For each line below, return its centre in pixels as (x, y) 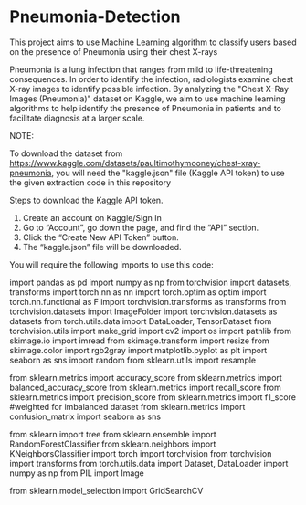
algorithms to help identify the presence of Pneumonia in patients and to (145, 108)
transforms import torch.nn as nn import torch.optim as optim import (138, 292)
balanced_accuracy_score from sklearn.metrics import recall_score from (145, 387)
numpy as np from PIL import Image (77, 473)
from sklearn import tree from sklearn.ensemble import (113, 434)
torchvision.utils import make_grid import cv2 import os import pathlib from (151, 331)
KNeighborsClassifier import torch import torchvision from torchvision (141, 453)
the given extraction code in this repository (90, 182)
